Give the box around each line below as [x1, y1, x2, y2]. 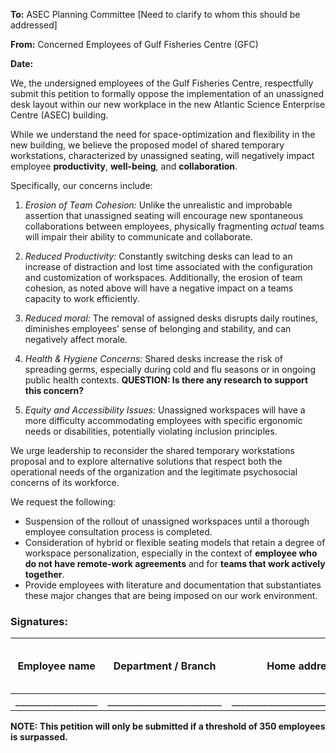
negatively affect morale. [24, 334, 128, 345]
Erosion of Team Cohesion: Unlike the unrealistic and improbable [24, 199, 293, 211]
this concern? [24, 385, 85, 396]
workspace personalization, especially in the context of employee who [24, 547, 318, 559]
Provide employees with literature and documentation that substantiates [24, 579, 322, 591]
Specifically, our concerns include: [10, 180, 153, 191]
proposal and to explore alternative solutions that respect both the [10, 455, 283, 467]
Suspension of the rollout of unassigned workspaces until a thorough [24, 515, 310, 527]
